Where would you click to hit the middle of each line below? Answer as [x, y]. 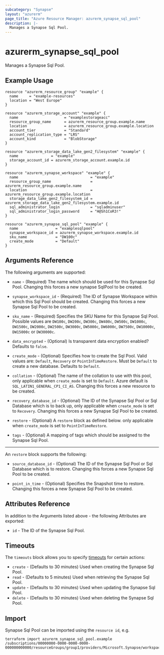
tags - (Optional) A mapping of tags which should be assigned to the [81, 435]
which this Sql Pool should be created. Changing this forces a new [79, 301]
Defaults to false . [30, 346]
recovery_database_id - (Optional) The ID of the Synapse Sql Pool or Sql [84, 400]
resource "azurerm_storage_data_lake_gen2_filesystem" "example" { [75, 152]
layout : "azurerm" [24, 14]
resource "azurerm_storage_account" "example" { [55, 113]
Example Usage [29, 81]
